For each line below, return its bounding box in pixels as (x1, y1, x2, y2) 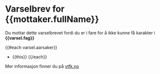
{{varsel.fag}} (5, 35, 35, 41)
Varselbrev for (5, 3, 65, 15)
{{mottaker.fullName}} (5, 14, 99, 25)
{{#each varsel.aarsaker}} (5, 44, 58, 50)
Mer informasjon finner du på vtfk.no (5, 63, 79, 69)
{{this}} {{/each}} (12, 54, 47, 59)
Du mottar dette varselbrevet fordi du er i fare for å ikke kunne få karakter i (5, 30, 155, 36)
